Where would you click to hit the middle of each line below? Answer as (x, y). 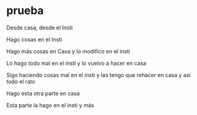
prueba (25, 11)
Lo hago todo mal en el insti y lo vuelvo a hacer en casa (76, 63)
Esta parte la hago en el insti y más (50, 105)
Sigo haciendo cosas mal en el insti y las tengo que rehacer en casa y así (98, 75)
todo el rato (21, 81)
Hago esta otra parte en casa (43, 93)
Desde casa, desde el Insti (40, 28)
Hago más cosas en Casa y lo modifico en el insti (68, 51)
